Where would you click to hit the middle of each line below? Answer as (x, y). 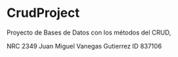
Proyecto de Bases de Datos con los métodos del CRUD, (89, 32)
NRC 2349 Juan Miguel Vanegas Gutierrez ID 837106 (84, 46)
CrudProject (43, 13)
